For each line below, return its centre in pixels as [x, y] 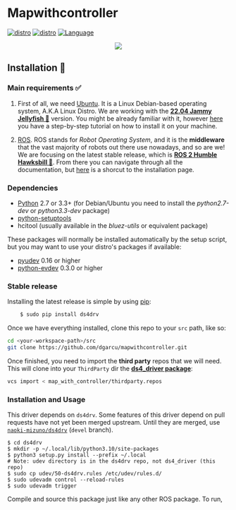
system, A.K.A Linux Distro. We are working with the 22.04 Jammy [115, 111]
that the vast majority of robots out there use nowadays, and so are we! [121, 147]
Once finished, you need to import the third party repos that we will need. [114, 360]
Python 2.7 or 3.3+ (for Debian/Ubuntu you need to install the [106, 203]
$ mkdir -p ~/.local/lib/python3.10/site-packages [83, 449]
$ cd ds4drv [25, 443]
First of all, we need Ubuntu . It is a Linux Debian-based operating [112, 103]
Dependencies [33, 188]
